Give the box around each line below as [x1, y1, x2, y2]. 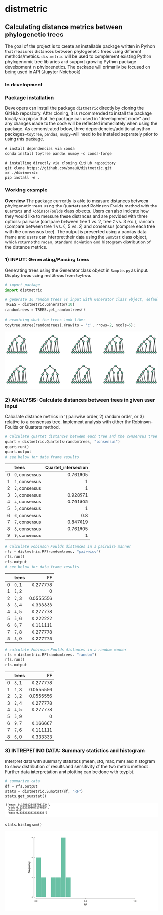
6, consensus [14, 512, 41, 518]
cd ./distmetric [5, 171, 38, 175]
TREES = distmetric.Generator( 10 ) [5, 302, 75, 307]
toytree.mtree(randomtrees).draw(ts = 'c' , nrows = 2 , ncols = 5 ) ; [5, 322, 136, 328]
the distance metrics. [5, 244, 48, 250]
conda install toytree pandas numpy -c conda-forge [5, 151, 112, 156]
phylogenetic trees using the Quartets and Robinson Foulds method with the [5, 203, 157, 208]
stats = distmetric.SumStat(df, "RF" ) [5, 789, 83, 794]
